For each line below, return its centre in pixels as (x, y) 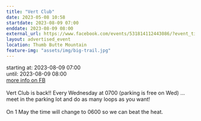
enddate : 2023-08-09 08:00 (40, 28)
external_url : (24, 34)
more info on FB (26, 80)
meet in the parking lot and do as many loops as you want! (78, 99)
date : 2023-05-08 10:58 (36, 17)
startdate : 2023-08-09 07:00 (42, 23)
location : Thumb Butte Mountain (46, 45)
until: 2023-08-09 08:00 (36, 74)
